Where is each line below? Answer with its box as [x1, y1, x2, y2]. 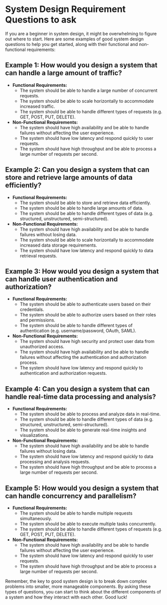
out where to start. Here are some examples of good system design [5, 36, 144, 42]
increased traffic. [19, 103, 55, 109]
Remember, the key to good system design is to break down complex [5, 578, 147, 584]
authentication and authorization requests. [19, 370, 107, 376]
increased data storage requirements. [19, 242, 97, 248]
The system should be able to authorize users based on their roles [19, 312, 156, 318]
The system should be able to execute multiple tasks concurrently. [19, 521, 157, 527]
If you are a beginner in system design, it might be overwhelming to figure [5, 30, 157, 36]
